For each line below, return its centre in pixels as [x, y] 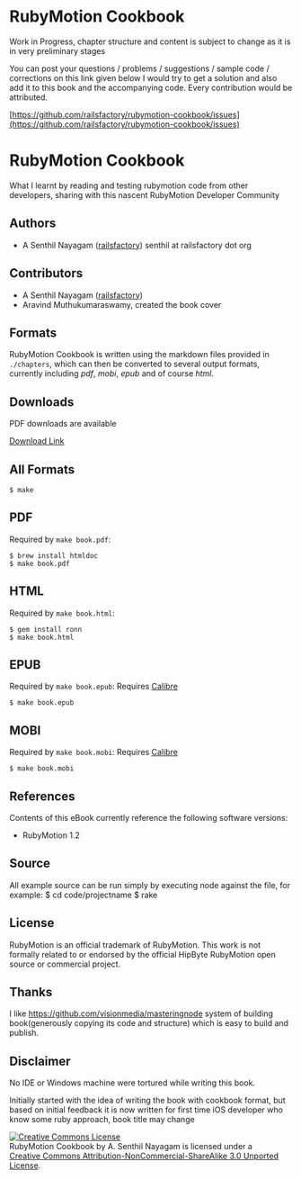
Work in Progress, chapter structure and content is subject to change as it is [150, 41]
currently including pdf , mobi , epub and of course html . [111, 373]
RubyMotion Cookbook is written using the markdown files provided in [139, 355]
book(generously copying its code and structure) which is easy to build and [149, 1023]
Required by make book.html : [62, 613]
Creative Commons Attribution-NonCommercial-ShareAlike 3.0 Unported [144, 1156]
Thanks [31, 992]
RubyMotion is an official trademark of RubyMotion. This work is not [135, 945]
